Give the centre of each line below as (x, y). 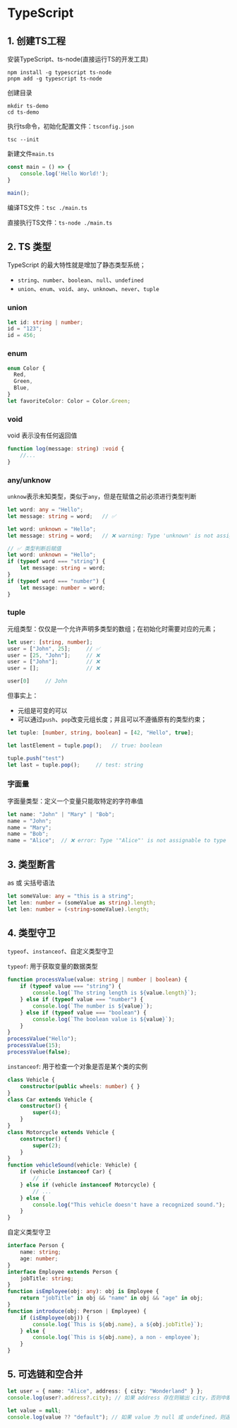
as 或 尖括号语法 (31, 883)
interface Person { (36, 1246)
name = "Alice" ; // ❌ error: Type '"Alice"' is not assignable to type (117, 841)
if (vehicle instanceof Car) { (66, 1172)
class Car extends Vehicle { (50, 1099)
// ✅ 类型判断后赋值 (34, 548)
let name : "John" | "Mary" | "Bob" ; (61, 814)
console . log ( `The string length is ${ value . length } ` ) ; (115, 993)
